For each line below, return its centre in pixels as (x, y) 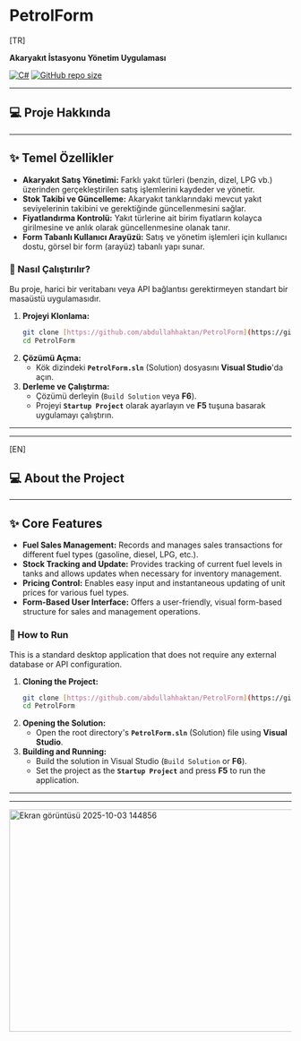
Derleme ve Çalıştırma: (66, 386)
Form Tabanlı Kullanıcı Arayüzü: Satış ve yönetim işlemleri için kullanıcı (155, 237)
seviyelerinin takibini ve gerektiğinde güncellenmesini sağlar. (134, 208)
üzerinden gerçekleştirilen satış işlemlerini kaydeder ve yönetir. (138, 189)
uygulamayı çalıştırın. (74, 415)
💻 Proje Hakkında (60, 113)
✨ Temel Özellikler (61, 158)
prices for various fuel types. (76, 593)
